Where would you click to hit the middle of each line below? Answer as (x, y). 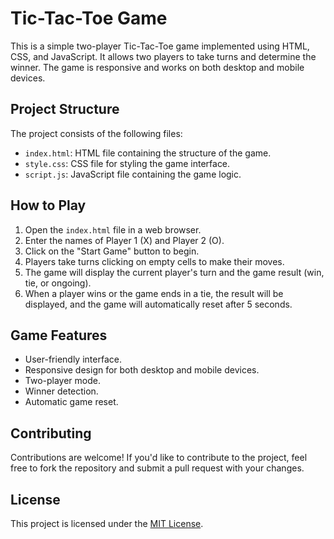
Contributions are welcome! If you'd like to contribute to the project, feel (159, 458)
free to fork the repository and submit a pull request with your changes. (157, 468)
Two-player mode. (63, 381)
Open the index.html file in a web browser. (113, 229)
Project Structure (65, 109)
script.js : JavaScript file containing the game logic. (133, 174)
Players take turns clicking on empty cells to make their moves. (154, 261)
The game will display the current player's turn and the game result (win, (174, 272)
